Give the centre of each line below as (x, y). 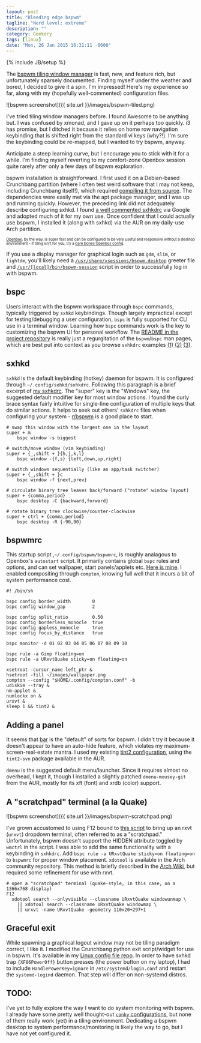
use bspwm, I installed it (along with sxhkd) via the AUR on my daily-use (95, 222)
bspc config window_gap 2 (51, 607)
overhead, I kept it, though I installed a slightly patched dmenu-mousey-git (96, 777)
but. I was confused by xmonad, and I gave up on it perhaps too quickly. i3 (98, 122)
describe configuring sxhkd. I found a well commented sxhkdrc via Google (98, 209)
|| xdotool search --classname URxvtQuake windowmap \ (87, 904)
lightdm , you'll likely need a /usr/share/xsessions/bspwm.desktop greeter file (100, 260)
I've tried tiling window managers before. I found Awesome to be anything (97, 116)
